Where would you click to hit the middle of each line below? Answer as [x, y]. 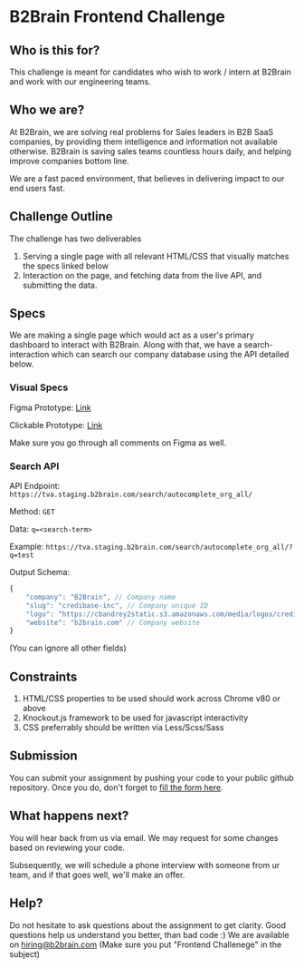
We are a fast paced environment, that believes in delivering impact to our [147, 178]
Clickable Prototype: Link [56, 425]
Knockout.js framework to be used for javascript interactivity [135, 718]
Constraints [43, 676]
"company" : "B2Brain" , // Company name [101, 597]
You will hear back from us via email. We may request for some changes [144, 837]
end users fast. [38, 188]
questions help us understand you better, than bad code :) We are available [149, 934]
